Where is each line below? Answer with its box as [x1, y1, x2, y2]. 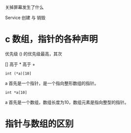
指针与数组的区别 [5, 118, 74, 130]
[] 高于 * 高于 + [5, 61, 36, 67]
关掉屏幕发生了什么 [5, 4, 44, 10]
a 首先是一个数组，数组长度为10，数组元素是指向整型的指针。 [5, 99, 129, 105]
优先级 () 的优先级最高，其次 [5, 51, 63, 56]
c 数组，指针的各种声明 [5, 34, 98, 45]
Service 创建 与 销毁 [5, 15, 45, 21]
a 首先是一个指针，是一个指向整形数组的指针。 [5, 80, 99, 86]
